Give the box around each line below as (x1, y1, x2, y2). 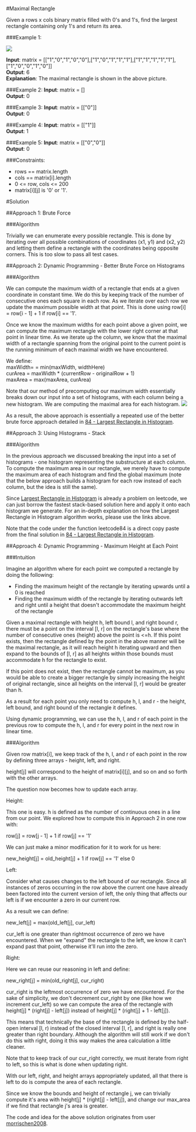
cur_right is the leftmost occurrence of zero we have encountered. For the (6, 988, 184, 995)
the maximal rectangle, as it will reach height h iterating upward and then (6, 644, 181, 651)
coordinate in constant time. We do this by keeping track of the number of (6, 291, 184, 298)
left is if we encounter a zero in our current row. (6, 896, 121, 903)
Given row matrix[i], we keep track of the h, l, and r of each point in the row (6, 750, 187, 757)
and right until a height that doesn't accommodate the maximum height (14, 601, 186, 609)
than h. (6, 686, 23, 694)
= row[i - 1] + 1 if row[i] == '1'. (6, 310, 77, 317)
